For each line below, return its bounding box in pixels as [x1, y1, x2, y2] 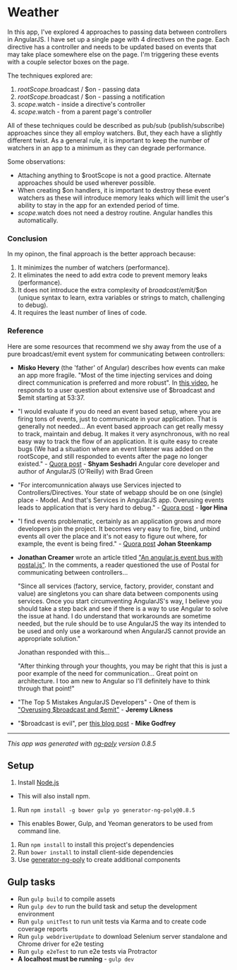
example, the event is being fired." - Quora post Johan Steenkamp [17, 539, 212, 548]
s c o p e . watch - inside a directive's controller [17, 100, 146, 108]
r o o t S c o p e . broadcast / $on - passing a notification [17, 92, 165, 101]
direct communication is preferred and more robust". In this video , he [17, 378, 219, 387]
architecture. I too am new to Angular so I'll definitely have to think [17, 676, 210, 685]
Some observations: [7, 157, 66, 166]
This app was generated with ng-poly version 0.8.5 [7, 739, 157, 748]
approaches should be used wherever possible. [17, 178, 157, 187]
